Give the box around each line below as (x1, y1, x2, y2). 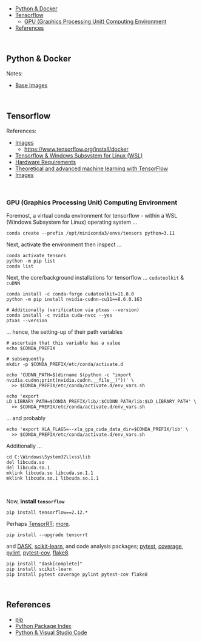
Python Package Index (15, 622, 72, 629)
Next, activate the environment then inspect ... (6, 241, 122, 248)
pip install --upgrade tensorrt (6, 531, 88, 538)
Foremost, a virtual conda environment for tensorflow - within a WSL (6, 212, 178, 219)
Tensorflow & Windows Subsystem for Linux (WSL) (15, 151, 143, 159)
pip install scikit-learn (6, 566, 72, 572)
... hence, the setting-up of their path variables (6, 328, 123, 336)
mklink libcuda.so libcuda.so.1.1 (6, 470, 94, 476)
